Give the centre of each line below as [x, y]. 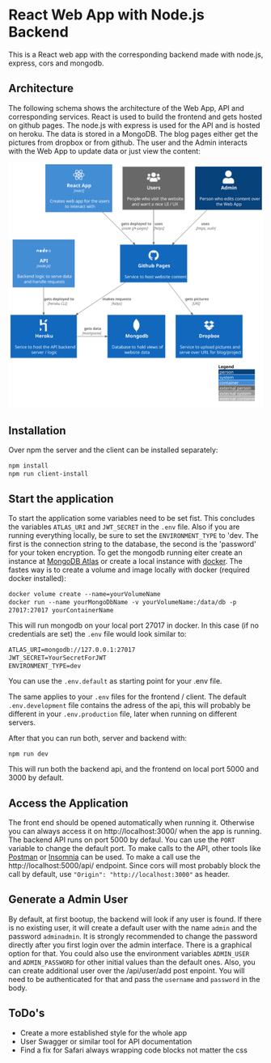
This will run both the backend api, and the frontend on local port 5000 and [133, 769]
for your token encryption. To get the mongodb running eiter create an [125, 553]
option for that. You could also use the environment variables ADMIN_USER [129, 953]
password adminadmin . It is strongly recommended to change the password [133, 936]
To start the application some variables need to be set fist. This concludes [132, 519]
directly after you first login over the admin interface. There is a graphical [130, 945]
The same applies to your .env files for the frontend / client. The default [127, 697]
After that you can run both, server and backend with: [98, 739]
